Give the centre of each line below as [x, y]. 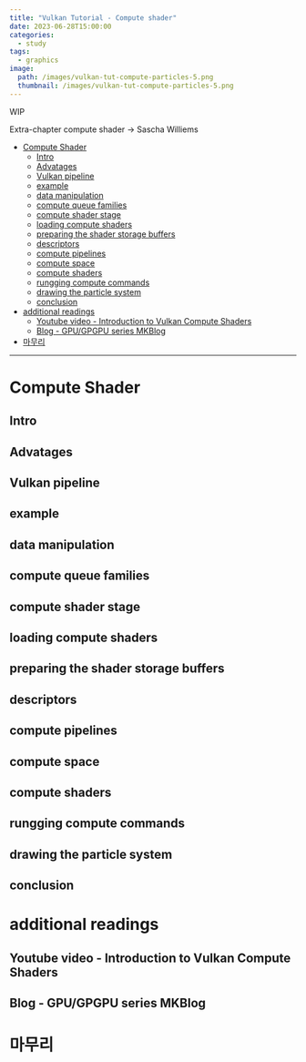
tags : [20, 52]
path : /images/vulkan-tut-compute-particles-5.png [116, 77]
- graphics [38, 60]
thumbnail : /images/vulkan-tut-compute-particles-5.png [126, 86]
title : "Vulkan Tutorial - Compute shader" [93, 18]
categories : [32, 35]
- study [32, 43]
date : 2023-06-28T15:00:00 [61, 26]
